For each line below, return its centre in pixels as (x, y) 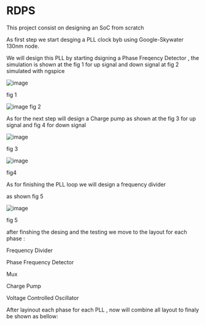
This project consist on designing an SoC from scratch (75, 28)
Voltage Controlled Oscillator (43, 297)
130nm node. (23, 46)
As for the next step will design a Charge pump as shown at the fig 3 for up (101, 118)
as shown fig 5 (25, 196)
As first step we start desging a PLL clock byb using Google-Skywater (95, 39)
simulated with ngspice (36, 71)
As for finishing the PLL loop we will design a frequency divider (86, 184)
